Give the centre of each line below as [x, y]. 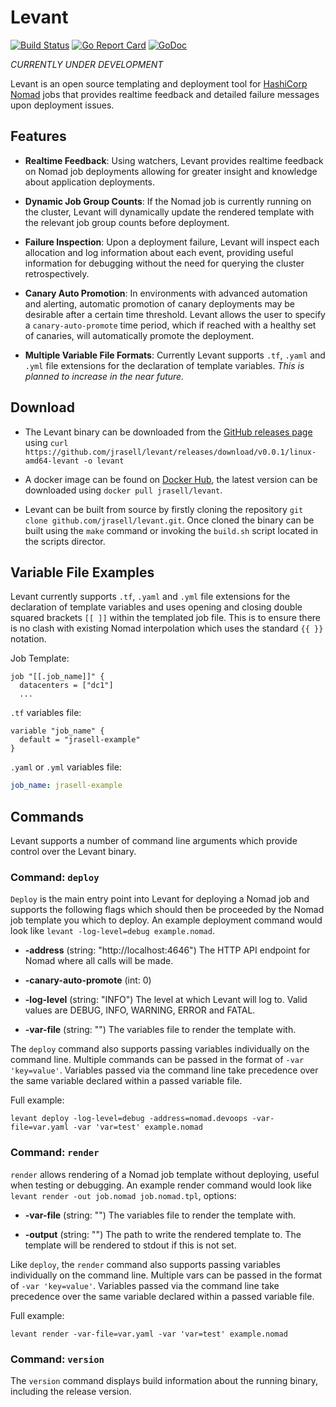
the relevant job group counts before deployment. [127, 222]
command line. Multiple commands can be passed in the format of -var [157, 1060]
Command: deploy [55, 877]
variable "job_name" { [57, 731]
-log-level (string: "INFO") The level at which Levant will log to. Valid [166, 1000]
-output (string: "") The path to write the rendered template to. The [163, 1234]
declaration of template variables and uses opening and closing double [156, 607]
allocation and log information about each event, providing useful [159, 252]
